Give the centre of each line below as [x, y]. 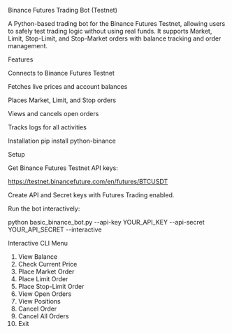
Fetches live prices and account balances [68, 86]
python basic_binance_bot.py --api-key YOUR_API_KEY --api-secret [106, 222]
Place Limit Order [43, 279]
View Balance [38, 257]
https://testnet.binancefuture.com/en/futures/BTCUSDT [88, 182]
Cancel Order [37, 309]
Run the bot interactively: [44, 208]
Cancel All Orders [43, 316]
